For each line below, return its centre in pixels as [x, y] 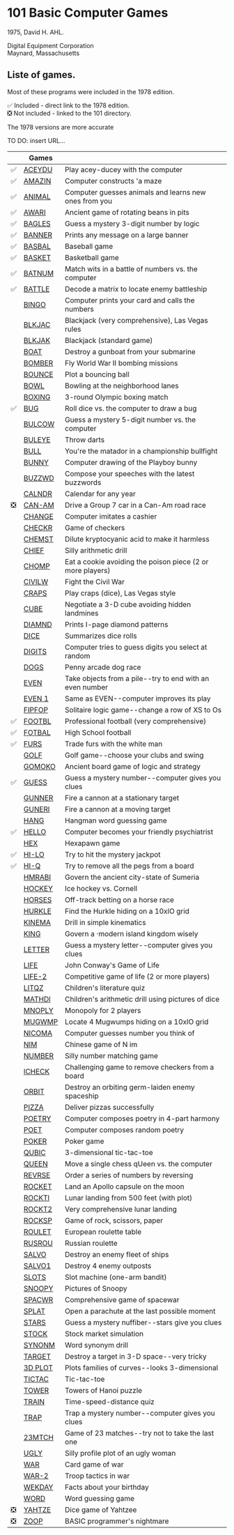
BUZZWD [39, 478]
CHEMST [38, 539]
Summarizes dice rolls [101, 636]
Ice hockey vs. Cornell [101, 888]
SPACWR [38, 1299]
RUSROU [38, 1243]
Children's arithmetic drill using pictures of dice [142, 999]
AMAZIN [37, 181]
